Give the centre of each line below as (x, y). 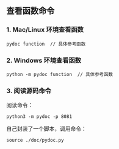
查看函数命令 (31, 11)
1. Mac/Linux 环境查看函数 (45, 30)
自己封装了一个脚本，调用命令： (46, 129)
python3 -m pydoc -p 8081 (39, 117)
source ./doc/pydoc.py (35, 140)
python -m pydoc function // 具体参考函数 (60, 74)
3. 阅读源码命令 (29, 91)
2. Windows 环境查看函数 (44, 60)
